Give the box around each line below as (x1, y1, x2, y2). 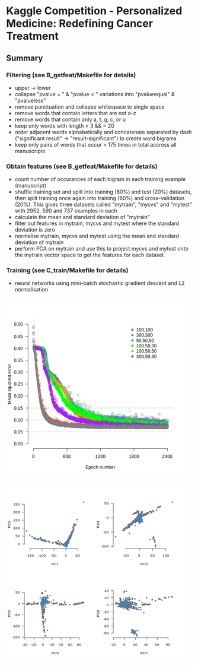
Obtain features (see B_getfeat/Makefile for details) (6, 162, 158, 170)
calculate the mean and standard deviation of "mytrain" (14, 214, 150, 221)
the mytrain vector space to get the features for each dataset (14, 251, 164, 259)
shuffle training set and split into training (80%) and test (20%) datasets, (14, 188, 192, 195)
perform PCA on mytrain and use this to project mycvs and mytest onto (14, 245, 189, 252)
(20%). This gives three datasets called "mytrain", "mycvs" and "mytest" (14, 201, 193, 208)
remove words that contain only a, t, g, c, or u (14, 116, 126, 123)
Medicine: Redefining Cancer (6, 17, 153, 30)
